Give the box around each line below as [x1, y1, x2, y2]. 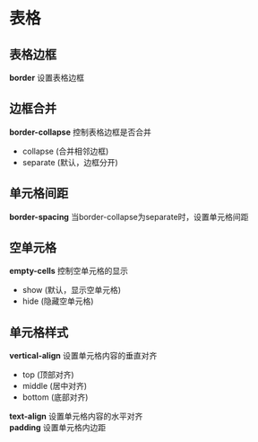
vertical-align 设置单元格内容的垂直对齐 [9, 350, 158, 361]
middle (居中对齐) [21, 381, 88, 392]
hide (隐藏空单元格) [21, 296, 94, 306]
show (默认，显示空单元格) [21, 285, 122, 296]
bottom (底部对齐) [21, 392, 89, 402]
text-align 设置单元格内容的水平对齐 [9, 411, 143, 422]
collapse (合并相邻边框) [21, 146, 109, 156]
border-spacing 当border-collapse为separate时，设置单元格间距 [9, 211, 249, 222]
